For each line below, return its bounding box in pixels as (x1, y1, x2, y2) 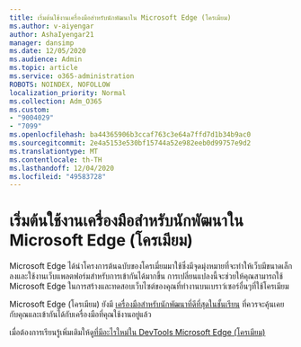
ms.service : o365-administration (9, 72, 135, 81)
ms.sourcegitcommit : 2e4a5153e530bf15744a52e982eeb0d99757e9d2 (9, 138, 252, 147)
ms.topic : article (9, 64, 78, 73)
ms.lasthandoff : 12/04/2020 (9, 164, 115, 173)
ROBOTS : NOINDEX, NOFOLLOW (9, 80, 111, 89)
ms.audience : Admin (9, 55, 83, 64)
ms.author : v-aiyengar (9, 22, 94, 31)
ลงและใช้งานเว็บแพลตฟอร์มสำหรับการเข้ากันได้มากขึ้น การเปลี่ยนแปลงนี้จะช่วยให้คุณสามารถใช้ (9, 271, 283, 281)
